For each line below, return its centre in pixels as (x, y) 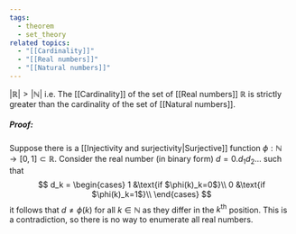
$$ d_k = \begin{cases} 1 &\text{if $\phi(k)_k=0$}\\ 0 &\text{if (152, 184)
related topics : (40, 43)
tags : (19, 18)
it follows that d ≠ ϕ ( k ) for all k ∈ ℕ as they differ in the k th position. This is (148, 209)
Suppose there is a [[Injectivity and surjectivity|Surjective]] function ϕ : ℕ (146, 148)
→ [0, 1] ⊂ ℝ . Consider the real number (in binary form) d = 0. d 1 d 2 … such (146, 160)
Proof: (22, 125)
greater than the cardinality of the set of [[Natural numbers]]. (123, 103)
